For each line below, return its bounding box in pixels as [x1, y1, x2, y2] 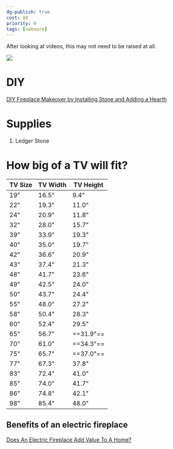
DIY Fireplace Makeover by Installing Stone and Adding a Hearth [6, 96, 167, 103]
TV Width [38, 181, 67, 189]
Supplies [6, 117, 52, 131]
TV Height [73, 181, 104, 189]
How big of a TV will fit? [6, 159, 128, 173]
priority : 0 [6, 20, 36, 26]
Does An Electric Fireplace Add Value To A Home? [6, 436, 132, 443]
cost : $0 [6, 15, 29, 21]
